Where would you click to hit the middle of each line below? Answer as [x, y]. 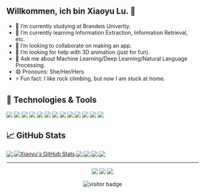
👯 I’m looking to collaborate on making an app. [74, 45]
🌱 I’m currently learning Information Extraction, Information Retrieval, [101, 32]
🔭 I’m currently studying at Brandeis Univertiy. [73, 26]
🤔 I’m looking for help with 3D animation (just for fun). [82, 52]
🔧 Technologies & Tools [52, 100]
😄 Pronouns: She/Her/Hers [49, 72]
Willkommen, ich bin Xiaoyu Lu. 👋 [71, 11]
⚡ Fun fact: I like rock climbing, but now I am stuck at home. [90, 78]
